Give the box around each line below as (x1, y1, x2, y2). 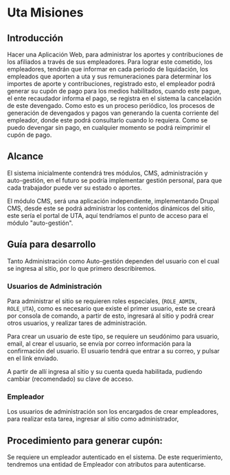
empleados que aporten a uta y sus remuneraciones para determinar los (7, 72, 211, 80)
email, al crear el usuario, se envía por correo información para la (7, 339, 192, 348)
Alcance (7, 151, 44, 162)
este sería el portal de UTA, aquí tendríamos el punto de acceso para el (7, 211, 208, 219)
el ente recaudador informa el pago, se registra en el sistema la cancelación (7, 94, 222, 102)
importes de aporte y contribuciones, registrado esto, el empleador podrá (7, 80, 216, 87)
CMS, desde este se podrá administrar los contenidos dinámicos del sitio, (7, 204, 215, 212)
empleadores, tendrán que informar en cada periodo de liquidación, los (7, 65, 209, 73)
